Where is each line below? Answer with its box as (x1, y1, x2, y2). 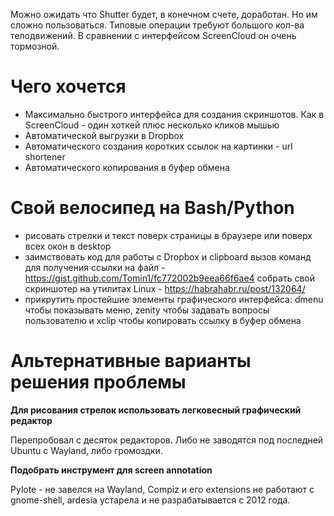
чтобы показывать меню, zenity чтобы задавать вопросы (24, 304, 270, 316)
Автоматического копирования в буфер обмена (24, 161, 230, 173)
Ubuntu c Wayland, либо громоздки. (10, 444, 163, 456)
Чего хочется (10, 75, 127, 98)
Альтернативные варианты (10, 350, 252, 373)
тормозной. (10, 40, 60, 52)
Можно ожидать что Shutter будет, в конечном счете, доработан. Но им (10, 9, 318, 20)
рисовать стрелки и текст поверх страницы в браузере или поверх (24, 229, 313, 241)
